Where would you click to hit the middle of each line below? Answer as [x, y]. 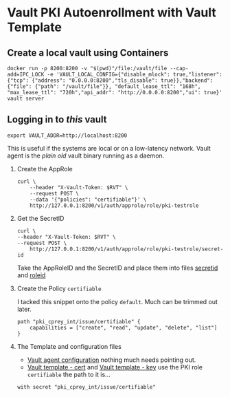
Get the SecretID [41, 218]
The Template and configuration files [69, 346]
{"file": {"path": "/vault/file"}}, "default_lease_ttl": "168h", [104, 87]
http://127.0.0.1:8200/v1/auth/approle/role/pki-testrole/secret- [127, 249]
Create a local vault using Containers [88, 53]
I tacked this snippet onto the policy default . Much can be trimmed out [117, 301]
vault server [26, 98]
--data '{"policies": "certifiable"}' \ [88, 200]
